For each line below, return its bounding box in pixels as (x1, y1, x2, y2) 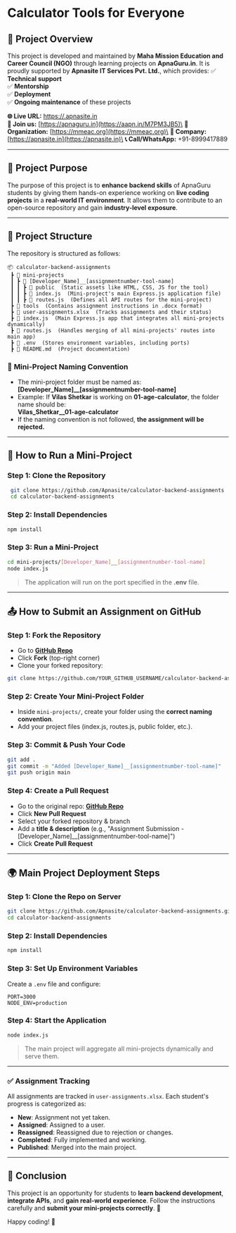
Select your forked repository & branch (17, 817, 131, 825)
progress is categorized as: (7, 1100, 86, 1108)
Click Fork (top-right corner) (17, 653, 100, 663)
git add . (7, 756, 37, 763)
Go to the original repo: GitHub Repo (17, 801, 124, 810)
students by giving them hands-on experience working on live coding (7, 188, 209, 196)
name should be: (17, 400, 67, 408)
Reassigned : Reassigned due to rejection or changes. (17, 1128, 173, 1137)
